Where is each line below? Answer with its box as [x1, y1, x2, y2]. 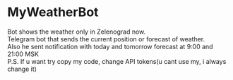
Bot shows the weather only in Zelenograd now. [7, 27, 146, 36]
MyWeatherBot [7, 4, 99, 20]
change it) [7, 65, 37, 73]
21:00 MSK [7, 50, 39, 58]
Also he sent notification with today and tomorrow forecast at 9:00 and [7, 42, 213, 51]
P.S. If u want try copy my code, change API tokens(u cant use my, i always [7, 57, 227, 65]
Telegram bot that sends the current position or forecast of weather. [7, 34, 205, 43]
